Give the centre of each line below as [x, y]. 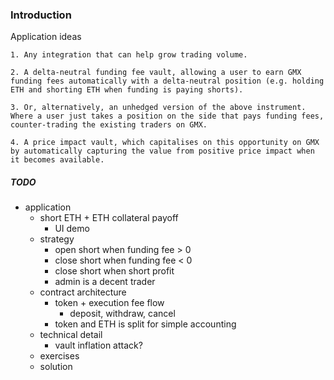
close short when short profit [114, 271]
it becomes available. [57, 160]
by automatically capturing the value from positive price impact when [162, 151]
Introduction [41, 15]
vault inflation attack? [98, 345]
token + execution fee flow [109, 303]
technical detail [71, 335]
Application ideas [46, 37]
